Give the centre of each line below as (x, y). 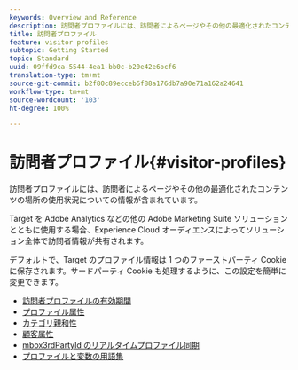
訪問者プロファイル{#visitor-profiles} (148, 163)
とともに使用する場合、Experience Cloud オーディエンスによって (128, 230)
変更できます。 (36, 282)
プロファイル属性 (53, 312)
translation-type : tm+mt (55, 75)
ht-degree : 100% (39, 108)
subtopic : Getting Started (59, 51)
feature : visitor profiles (59, 42)
